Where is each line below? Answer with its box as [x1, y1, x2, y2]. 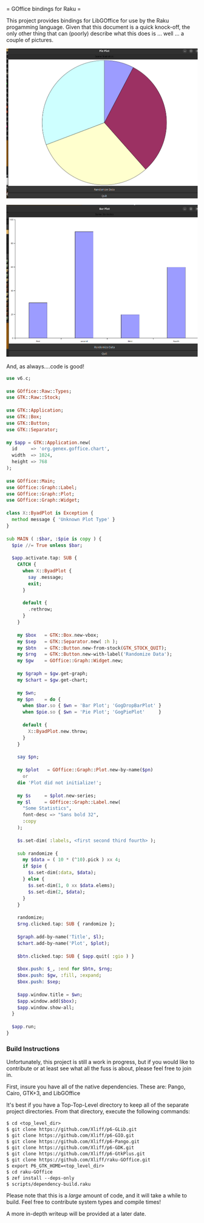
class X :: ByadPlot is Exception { [6, 510, 94, 516]
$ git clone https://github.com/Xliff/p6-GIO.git [6, 1132, 135, 1139]
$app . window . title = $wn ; [17, 992, 83, 998]
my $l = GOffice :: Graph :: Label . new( [17, 799, 121, 805]
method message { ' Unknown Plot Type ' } [12, 517, 115, 523]
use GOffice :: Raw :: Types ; [6, 388, 72, 394]
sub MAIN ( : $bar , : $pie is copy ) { [6, 536, 102, 542]
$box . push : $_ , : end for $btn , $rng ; [17, 966, 113, 972]
